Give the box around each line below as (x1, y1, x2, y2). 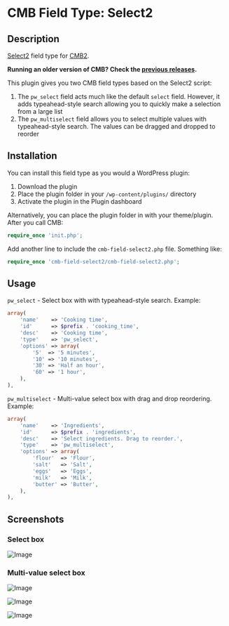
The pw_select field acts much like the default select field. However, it (17, 93, 221, 100)
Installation (7, 150, 57, 162)
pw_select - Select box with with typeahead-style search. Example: (7, 296, 201, 305)
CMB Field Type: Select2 (7, 5, 153, 21)
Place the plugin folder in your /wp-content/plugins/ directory (17, 190, 197, 198)
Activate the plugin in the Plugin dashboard (17, 197, 142, 205)
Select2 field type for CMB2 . (7, 51, 90, 60)
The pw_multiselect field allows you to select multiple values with (17, 115, 207, 123)
